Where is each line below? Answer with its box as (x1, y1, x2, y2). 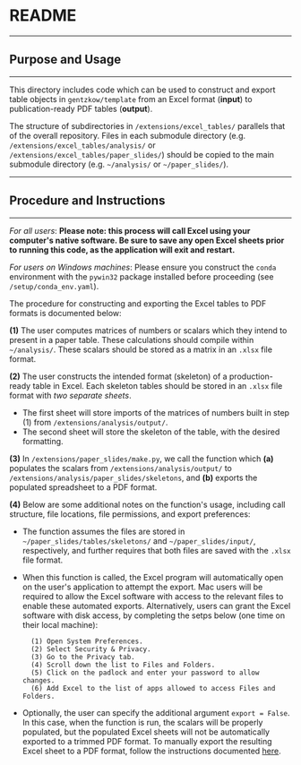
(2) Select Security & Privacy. (30, 644, 151, 654)
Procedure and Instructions (9, 193, 166, 209)
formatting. (21, 435, 64, 446)
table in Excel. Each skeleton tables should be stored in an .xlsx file (32, 380, 283, 391)
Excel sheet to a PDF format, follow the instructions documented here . (21, 745, 282, 756)
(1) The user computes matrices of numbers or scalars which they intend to (9, 324, 288, 336)
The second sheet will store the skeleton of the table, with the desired (21, 426, 280, 437)
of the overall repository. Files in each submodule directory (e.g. (9, 130, 246, 141)
